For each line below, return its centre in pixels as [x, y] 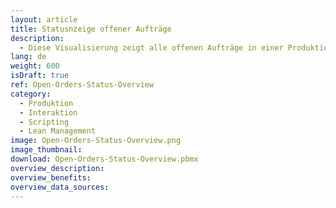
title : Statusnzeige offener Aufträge [91, 29]
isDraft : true [40, 76]
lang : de [28, 57]
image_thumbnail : [46, 150]
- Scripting [44, 122]
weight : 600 [35, 66]
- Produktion [46, 103]
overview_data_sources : [60, 187]
